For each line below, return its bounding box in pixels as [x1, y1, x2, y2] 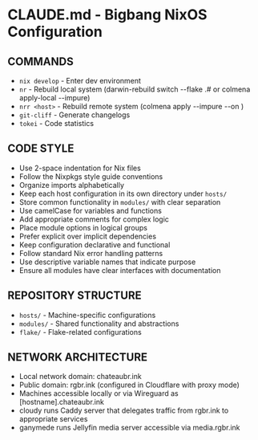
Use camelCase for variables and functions [18, 206, 162, 215]
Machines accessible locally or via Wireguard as [18, 389, 179, 398]
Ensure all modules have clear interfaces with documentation [18, 265, 221, 275]
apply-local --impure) [18, 93, 91, 102]
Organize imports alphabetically [18, 180, 125, 189]
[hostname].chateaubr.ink [18, 397, 105, 407]
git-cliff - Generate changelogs [18, 110, 131, 120]
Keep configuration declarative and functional [18, 239, 171, 250]
